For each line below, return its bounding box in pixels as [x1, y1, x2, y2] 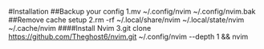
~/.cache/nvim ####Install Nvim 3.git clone [8, 24, 152, 32]
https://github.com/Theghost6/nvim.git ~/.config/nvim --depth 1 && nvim [8, 32, 249, 41]
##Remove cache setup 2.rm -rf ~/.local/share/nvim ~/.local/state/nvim [8, 15, 245, 24]
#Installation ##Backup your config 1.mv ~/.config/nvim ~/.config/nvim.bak [8, 7, 256, 16]
